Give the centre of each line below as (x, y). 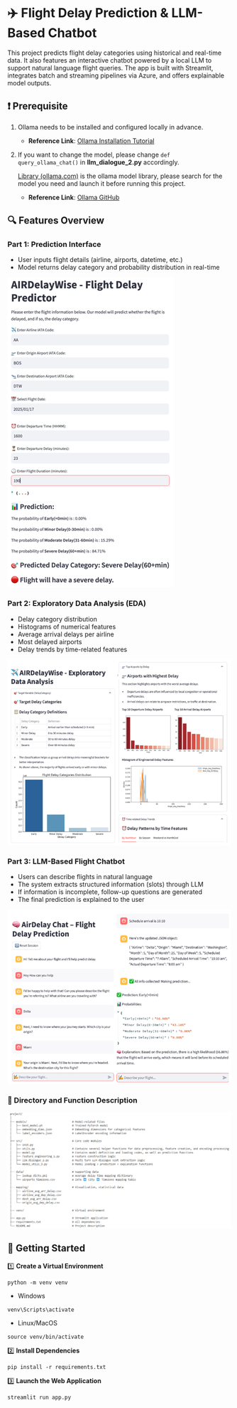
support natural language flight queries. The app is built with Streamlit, (110, 68)
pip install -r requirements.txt (57, 1367)
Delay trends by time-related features (72, 649)
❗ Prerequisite (38, 106)
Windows (31, 1296)
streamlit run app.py (39, 1397)
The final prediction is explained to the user (81, 900)
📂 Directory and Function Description (72, 1100)
